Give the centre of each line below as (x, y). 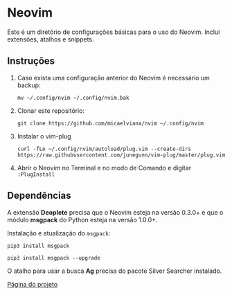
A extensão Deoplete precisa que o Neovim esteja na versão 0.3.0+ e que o (115, 212)
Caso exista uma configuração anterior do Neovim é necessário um (113, 78)
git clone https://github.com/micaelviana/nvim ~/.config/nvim (110, 123)
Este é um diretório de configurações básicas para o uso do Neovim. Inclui (114, 32)
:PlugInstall (36, 175)
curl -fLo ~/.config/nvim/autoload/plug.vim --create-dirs (104, 149)
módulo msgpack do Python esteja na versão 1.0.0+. (82, 220)
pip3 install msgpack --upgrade (54, 258)
